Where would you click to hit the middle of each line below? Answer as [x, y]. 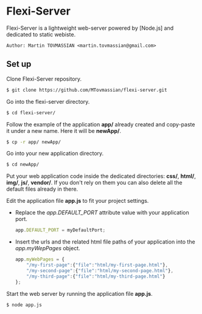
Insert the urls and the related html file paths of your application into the [105, 242]
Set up [19, 64]
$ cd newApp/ [23, 165]
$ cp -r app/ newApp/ [34, 142]
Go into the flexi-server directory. [48, 101]
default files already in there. [42, 189]
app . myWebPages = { [40, 259]
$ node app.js [24, 305]
